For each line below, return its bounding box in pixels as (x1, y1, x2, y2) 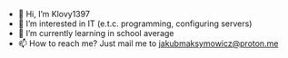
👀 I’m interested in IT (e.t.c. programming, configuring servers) (17, 18, 253, 29)
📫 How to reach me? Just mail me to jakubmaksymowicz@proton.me (17, 38, 279, 49)
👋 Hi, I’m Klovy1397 (17, 9, 91, 19)
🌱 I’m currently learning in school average (17, 28, 174, 38)
